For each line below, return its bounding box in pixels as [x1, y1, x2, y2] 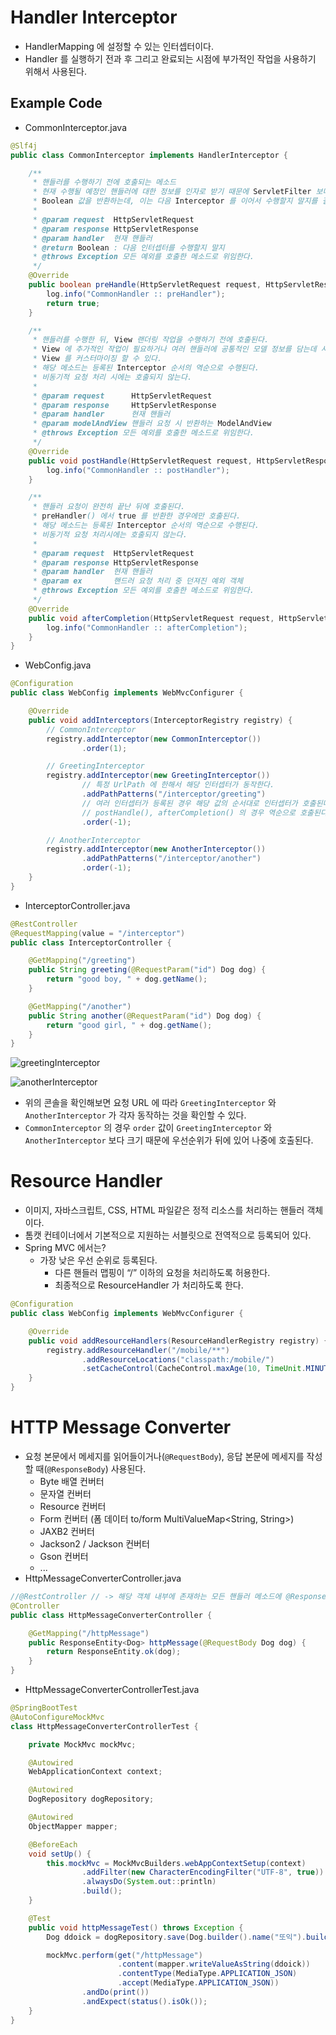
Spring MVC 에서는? [24, 1242, 107, 1254]
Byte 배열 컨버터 [39, 1476, 105, 1487]
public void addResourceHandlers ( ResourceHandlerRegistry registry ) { [28, 1336, 329, 1346]
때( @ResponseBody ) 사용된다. [35, 1463, 147, 1475]
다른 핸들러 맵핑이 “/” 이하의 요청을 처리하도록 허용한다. [54, 1267, 271, 1279]
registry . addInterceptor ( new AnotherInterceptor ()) [46, 844, 267, 855]
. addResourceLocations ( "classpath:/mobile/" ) [81, 1354, 275, 1365]
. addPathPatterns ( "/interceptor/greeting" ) [81, 789, 267, 799]
